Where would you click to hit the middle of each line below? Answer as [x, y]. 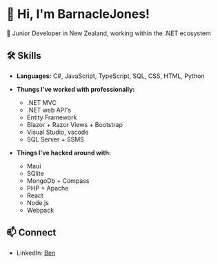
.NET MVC [41, 102]
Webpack [40, 210]
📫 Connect [31, 233]
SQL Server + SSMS [55, 139]
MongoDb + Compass [58, 181]
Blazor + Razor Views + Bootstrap [75, 124]
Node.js [38, 202]
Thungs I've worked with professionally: [76, 89]
